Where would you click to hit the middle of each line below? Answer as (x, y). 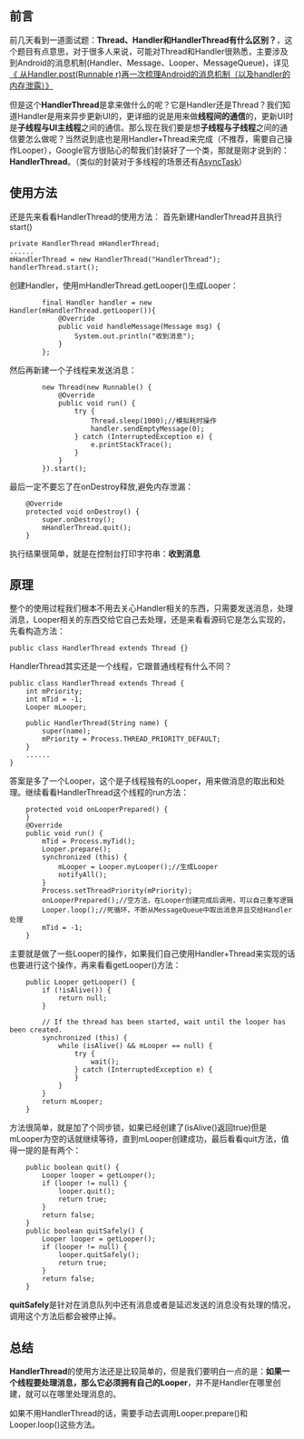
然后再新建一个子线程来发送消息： (73, 370)
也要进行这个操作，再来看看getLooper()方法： (95, 965)
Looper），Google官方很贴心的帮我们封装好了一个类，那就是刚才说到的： (153, 150)
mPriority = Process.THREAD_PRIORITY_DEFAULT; (132, 739)
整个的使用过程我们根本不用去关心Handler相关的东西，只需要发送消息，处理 (151, 608)
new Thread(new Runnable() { (97, 387)
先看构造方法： (37, 631)
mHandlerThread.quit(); (87, 527)
